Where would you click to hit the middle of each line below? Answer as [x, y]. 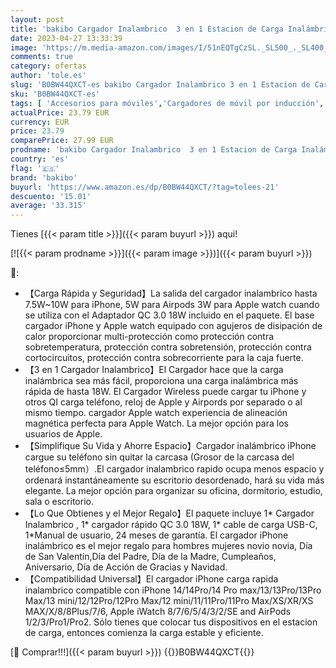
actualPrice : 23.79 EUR [60, 112]
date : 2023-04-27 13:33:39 [66, 38]
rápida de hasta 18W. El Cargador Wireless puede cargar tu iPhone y [165, 392]
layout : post [37, 19]
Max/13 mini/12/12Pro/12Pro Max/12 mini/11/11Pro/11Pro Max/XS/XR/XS [169, 601]
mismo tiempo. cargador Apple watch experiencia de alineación [156, 413]
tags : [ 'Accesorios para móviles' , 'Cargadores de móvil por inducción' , [167, 103]
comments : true [42, 57]
